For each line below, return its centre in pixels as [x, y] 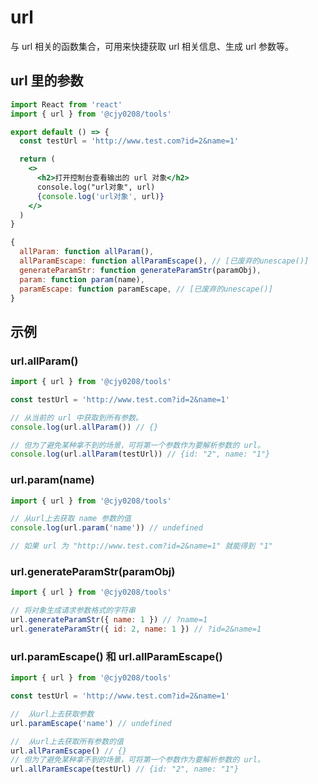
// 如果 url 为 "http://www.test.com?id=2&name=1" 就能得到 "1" [141, 546]
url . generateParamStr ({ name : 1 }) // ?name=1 [109, 620]
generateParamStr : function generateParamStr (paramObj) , [140, 270]
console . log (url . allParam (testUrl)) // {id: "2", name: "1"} [140, 454]
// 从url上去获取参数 [52, 714]
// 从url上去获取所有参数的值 [67, 741]
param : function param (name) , [82, 279]
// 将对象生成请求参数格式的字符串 [73, 611]
